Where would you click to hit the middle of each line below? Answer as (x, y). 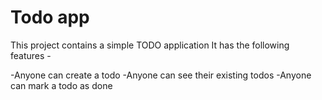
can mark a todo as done (61, 85)
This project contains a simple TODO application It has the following (150, 45)
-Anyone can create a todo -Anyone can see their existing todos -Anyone (161, 75)
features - (31, 55)
